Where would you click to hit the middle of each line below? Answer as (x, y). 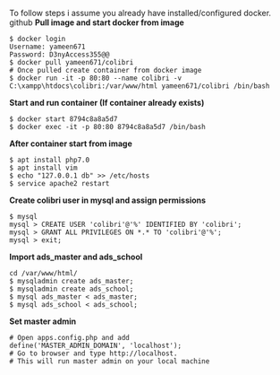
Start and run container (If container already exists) (107, 103)
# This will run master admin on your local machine (110, 362)
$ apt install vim (43, 168)
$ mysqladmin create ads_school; (72, 289)
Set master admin (43, 321)
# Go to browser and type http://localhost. (93, 353)
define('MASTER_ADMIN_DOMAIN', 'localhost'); (95, 345)
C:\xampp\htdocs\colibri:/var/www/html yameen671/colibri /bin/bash (140, 86)
